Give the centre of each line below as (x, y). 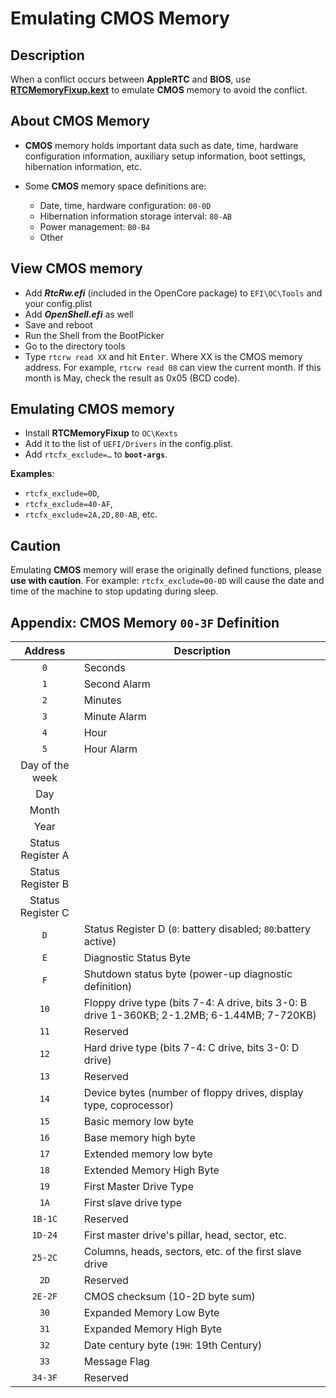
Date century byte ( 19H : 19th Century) (173, 1345)
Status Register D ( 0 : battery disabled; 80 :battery (197, 929)
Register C (44, 913)
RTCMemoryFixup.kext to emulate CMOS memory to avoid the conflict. (159, 90)
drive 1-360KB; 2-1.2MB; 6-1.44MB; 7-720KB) (200, 1015)
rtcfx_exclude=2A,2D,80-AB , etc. (91, 514)
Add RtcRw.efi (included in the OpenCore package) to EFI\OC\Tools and (173, 293)
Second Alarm (117, 684)
